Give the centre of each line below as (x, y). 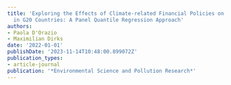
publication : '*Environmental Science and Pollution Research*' (102, 71)
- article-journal (34, 64)
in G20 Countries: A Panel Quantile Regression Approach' (99, 20)
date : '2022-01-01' (35, 45)
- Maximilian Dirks (35, 39)
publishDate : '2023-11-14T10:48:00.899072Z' (72, 52)
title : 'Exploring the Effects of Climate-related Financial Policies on (116, 13)
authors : (20, 26)
